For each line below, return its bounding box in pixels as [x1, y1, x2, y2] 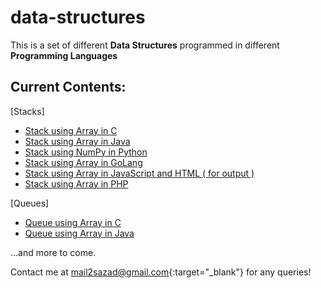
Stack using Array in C [24, 124, 118, 136]
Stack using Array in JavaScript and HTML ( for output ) [24, 167, 255, 179]
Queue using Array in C [24, 216, 122, 228]
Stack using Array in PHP [24, 177, 129, 190]
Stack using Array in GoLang [24, 156, 143, 168]
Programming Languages [10, 49, 118, 61]
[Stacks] [10, 105, 45, 117]
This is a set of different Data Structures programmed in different [10, 39, 280, 51]
